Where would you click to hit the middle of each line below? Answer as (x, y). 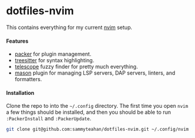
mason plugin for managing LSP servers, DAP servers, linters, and (95, 73)
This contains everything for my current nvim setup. (69, 27)
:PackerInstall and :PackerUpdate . (49, 118)
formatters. (28, 79)
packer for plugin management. (53, 54)
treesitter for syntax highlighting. (54, 60)
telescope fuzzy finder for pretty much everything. (76, 67)
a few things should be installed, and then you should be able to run (89, 112)
